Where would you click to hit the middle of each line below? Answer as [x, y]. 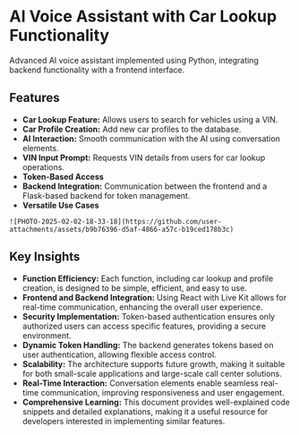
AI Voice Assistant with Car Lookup [143, 17]
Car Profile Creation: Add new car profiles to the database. [132, 129]
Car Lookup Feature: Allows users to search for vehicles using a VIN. [150, 119]
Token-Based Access [63, 176]
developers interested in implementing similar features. [124, 421]
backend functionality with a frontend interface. [97, 70]
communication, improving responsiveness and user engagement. [162, 392]
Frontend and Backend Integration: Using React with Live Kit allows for [154, 297]
